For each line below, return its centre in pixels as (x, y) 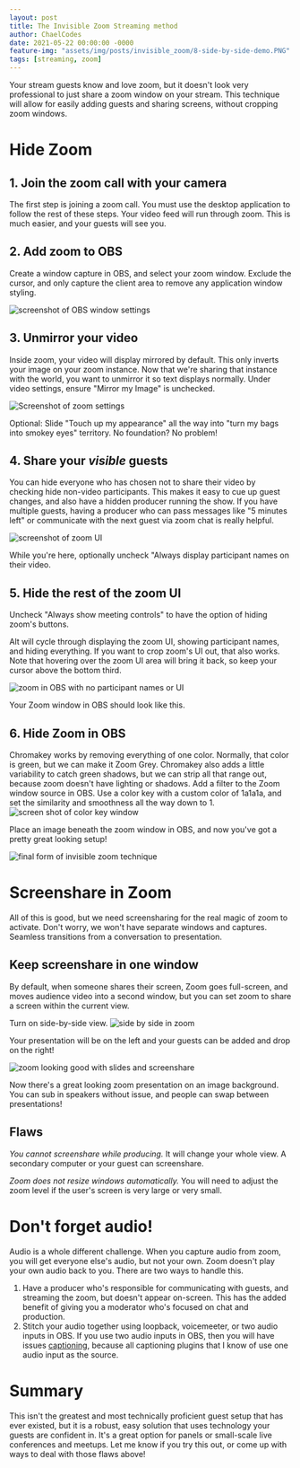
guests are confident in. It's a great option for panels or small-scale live (141, 1435)
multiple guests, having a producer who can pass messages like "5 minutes (149, 511)
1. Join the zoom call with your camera (118, 183)
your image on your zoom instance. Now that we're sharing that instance (143, 369)
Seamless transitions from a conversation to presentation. (116, 936)
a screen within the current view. (69, 1006)
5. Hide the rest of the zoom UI (95, 593)
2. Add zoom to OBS (66, 252)
